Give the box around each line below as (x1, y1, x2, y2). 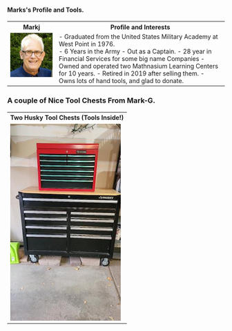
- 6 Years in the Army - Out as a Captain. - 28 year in (58, 47, 212, 55)
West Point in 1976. (58, 39, 115, 48)
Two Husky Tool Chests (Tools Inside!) (10, 114, 124, 122)
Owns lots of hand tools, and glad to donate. (58, 76, 184, 84)
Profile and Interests (110, 23, 171, 31)
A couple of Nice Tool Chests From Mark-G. (7, 96, 155, 105)
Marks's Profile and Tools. (7, 6, 84, 14)
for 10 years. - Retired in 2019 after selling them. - (58, 69, 205, 78)
